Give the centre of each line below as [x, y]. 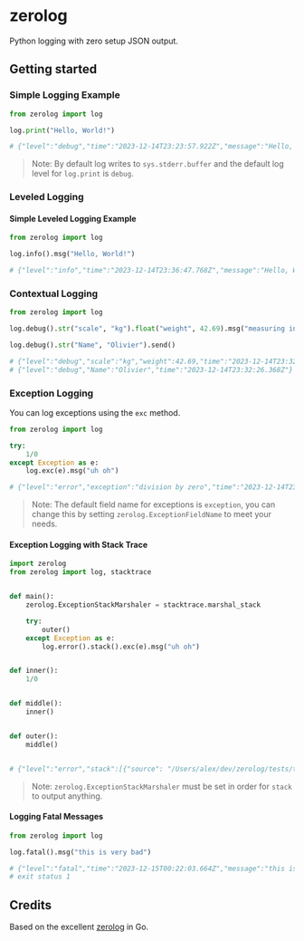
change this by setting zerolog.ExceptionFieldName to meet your [151, 514]
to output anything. [67, 796]
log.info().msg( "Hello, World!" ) [72, 254]
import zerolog [38, 564]
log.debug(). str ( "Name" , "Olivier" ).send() [93, 345]
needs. [44, 524]
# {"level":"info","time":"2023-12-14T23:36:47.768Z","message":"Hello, [149, 271]
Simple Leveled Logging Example [73, 218]
